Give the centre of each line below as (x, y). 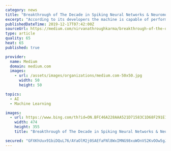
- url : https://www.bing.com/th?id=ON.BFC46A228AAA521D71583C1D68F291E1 (89, 118)
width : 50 (29, 81)
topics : (13, 94)
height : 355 (27, 127)
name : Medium (24, 61)
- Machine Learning (31, 104)
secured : (15, 141)
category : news (21, 10)
